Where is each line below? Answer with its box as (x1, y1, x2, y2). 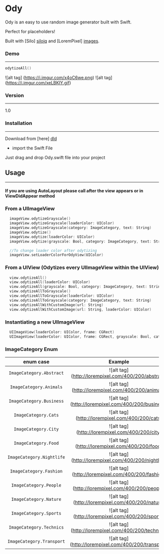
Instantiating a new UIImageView (5, 318, 85, 325)
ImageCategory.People (11, 482, 61, 488)
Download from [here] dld (5, 135, 57, 142)
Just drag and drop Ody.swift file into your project (5, 154, 105, 160)
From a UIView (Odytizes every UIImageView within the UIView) (5, 264, 159, 271)
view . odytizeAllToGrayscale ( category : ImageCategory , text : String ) (9, 298, 152, 303)
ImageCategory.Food (14, 440, 59, 446)
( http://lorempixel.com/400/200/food (75, 443, 161, 450)
